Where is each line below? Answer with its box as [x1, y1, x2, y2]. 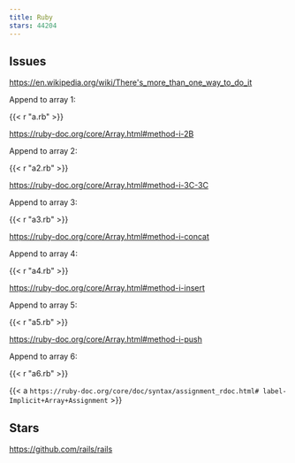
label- [262, 387, 287, 396]
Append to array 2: [9, 146, 78, 156]
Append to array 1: [9, 95, 77, 105]
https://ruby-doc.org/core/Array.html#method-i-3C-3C [9, 180, 209, 191]
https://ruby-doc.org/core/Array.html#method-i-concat [9, 231, 209, 242]
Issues [9, 54, 47, 69]
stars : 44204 [9, 21, 57, 30]
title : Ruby [9, 12, 53, 22]
